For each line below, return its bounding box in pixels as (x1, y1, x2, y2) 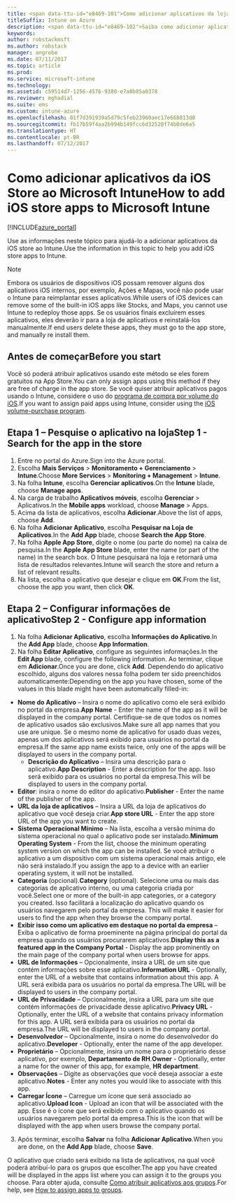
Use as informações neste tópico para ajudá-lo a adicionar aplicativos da (7, 237, 218, 245)
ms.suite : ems (7, 101, 49, 108)
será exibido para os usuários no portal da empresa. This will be (27, 772, 211, 780)
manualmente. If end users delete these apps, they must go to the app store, (7, 323, 226, 332)
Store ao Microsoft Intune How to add (7, 185, 225, 201)
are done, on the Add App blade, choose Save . (17, 1142, 154, 1151)
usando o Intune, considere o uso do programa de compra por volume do (7, 391, 219, 400)
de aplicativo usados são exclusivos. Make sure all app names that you (17, 720, 220, 728)
